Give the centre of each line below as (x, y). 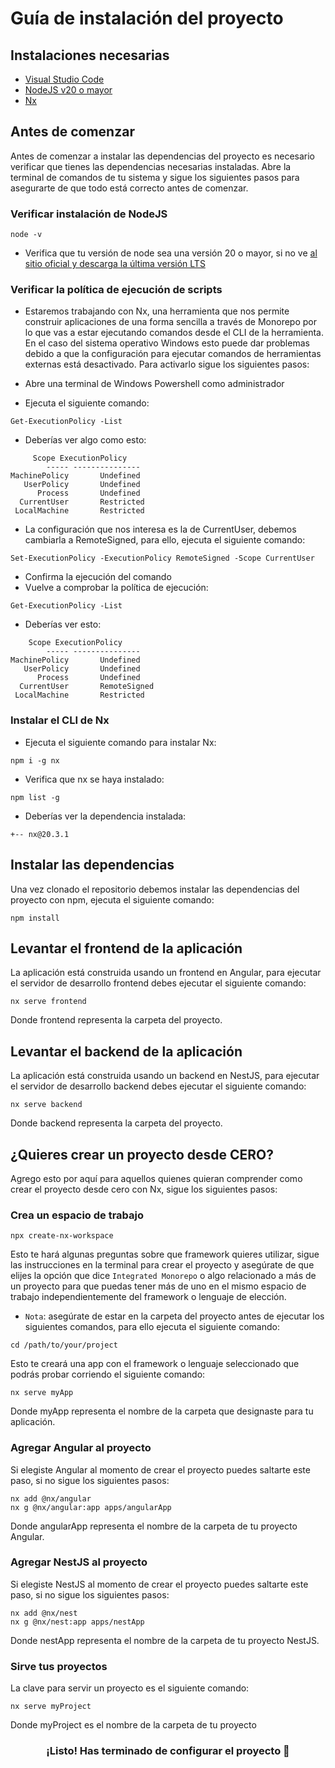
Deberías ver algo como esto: (85, 440)
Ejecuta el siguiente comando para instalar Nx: (120, 742)
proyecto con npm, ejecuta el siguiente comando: (112, 899)
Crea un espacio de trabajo (77, 1215)
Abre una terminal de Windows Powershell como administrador (154, 384)
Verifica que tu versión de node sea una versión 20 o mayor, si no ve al (171, 253)
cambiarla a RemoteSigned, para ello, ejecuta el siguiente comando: (165, 540)
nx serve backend (46, 1105)
